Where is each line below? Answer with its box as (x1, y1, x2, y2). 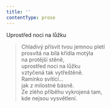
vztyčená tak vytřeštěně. (21, 69, 84, 76)
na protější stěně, (21, 56, 65, 63)
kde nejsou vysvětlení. (21, 95, 78, 102)
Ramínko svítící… (21, 75, 64, 83)
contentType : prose (6, 15, 56, 21)
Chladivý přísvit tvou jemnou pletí (21, 43, 105, 50)
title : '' (6, 8, 32, 15)
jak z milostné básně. (21, 81, 75, 89)
